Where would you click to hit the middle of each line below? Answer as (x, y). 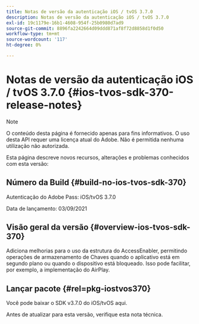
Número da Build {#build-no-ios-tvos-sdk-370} (96, 183)
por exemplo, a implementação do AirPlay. (58, 270)
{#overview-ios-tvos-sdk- (140, 227)
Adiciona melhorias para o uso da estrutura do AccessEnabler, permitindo (97, 251)
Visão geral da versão (47, 227)
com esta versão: (27, 163)
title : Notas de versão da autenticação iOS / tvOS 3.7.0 (80, 12)
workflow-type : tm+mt (33, 34)
